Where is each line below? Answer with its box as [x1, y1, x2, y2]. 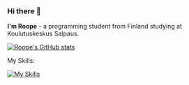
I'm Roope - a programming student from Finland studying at [7, 22, 183, 31]
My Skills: [7, 56, 35, 65]
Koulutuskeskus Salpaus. [7, 29, 80, 38]
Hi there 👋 [7, 6, 42, 16]
